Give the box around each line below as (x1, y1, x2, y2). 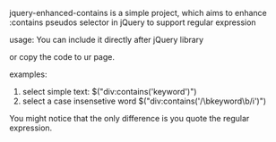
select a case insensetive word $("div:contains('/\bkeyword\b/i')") (22, 96, 267, 106)
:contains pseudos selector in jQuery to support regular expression (9, 17, 257, 28)
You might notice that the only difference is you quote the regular (9, 113, 250, 123)
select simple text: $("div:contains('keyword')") (22, 87, 197, 96)
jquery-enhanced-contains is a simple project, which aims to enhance (9, 8, 267, 18)
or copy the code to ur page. (9, 52, 115, 62)
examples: (9, 69, 47, 79)
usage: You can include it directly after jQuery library (9, 35, 204, 45)
